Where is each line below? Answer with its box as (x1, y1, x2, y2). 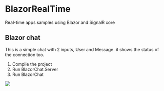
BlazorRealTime (5, 3, 71, 15)
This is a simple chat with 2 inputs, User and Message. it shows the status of (5, 46, 159, 52)
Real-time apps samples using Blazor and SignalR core (5, 19, 115, 25)
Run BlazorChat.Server (12, 66, 59, 72)
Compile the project (12, 61, 52, 67)
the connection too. (5, 52, 44, 57)
